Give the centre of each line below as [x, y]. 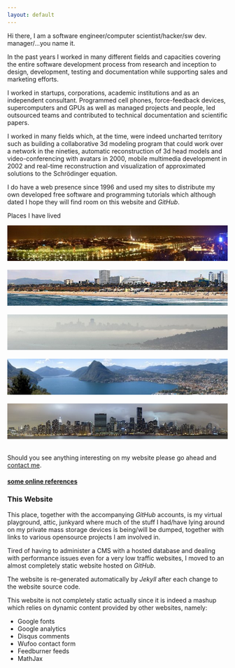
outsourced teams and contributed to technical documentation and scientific [117, 115]
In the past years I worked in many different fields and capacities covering [114, 57]
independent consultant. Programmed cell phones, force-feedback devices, [116, 100]
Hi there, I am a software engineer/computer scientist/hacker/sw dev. [107, 36]
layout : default [31, 15]
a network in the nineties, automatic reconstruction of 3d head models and [115, 151]
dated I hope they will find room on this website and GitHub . [93, 202]
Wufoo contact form [46, 643]
